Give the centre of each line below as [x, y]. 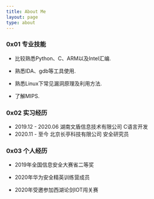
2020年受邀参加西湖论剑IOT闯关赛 [56, 190]
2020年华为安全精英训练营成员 [52, 177]
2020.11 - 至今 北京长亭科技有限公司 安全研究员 [72, 134]
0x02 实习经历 [27, 113]
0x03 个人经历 [27, 151]
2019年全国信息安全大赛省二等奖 [54, 165]
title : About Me [26, 12]
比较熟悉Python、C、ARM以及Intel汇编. [63, 58]
